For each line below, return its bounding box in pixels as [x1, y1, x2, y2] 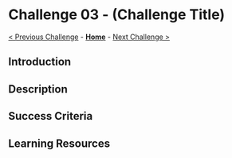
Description [8, 82, 68, 96]
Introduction [8, 55, 72, 69]
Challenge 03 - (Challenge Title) [8, 6, 226, 24]
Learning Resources [8, 136, 110, 150]
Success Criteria [8, 109, 93, 123]
